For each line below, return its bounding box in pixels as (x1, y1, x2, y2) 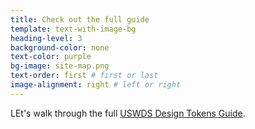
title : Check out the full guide (10, 14, 150, 25)
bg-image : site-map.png (10, 61, 110, 71)
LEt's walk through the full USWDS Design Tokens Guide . (10, 107, 246, 119)
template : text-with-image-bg (10, 24, 137, 34)
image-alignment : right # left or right (10, 80, 182, 90)
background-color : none (10, 42, 110, 53)
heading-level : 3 (10, 33, 83, 43)
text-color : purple (10, 52, 92, 62)
